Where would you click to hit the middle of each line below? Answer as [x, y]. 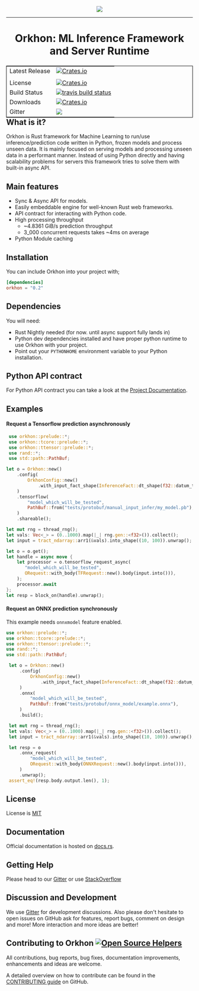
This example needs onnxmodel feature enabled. [64, 622]
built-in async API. [28, 168]
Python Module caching [44, 239]
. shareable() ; [34, 519]
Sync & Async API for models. [51, 201]
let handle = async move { [39, 557]
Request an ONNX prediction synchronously [62, 609]
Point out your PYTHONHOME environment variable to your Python [91, 351]
